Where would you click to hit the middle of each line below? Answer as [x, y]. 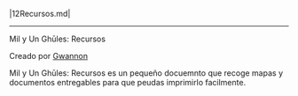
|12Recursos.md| [40, 14]
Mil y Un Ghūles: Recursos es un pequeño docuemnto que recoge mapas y [146, 73]
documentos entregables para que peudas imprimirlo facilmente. [128, 82]
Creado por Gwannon [49, 56]
